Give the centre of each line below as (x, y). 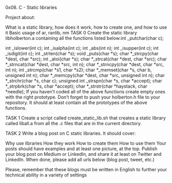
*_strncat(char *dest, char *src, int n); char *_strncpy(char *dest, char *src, (85, 64)
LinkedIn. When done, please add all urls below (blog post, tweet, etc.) (80, 159)
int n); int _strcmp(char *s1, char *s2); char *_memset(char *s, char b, (79, 70)
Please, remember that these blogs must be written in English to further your (86, 169)
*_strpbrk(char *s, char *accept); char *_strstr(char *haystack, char (77, 86)
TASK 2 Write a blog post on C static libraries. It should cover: (71, 133)
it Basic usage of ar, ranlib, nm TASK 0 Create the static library (71, 33)
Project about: (20, 17)
